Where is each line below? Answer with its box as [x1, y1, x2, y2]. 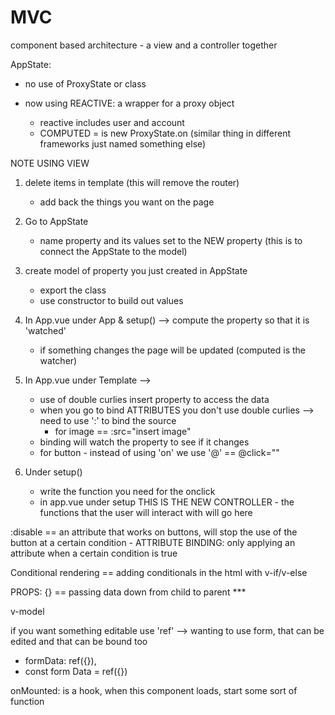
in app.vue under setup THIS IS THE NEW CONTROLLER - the [39, 496, 295, 508]
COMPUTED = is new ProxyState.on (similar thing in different [39, 127, 292, 139]
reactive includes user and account [39, 116, 185, 128]
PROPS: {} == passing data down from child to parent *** [10, 586, 247, 598]
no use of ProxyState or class [24, 77, 147, 90]
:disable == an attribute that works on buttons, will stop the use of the [10, 526, 298, 538]
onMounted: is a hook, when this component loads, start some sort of [10, 684, 298, 696]
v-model [10, 605, 45, 617]
